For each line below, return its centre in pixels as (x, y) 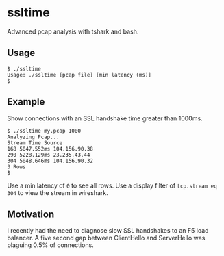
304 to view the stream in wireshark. (58, 192)
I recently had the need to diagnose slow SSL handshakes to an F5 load (108, 231)
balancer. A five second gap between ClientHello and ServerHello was (106, 238)
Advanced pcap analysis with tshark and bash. (73, 31)
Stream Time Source (35, 143)
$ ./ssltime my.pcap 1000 (44, 131)
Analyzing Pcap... (33, 137)
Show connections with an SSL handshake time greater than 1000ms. (105, 118)
